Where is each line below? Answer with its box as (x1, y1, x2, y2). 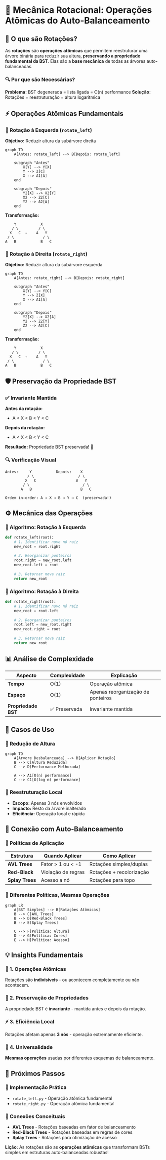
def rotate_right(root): (5, 599, 56, 604)
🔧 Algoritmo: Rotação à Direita (5, 588, 79, 595)
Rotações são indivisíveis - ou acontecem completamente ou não (5, 977, 140, 983)
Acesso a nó (41, 877, 70, 884)
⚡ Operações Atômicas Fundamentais (5, 109, 124, 118)
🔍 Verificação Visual (5, 456, 57, 463)
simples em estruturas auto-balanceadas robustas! (5, 1150, 109, 1156)
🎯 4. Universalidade (5, 1043, 53, 1050)
